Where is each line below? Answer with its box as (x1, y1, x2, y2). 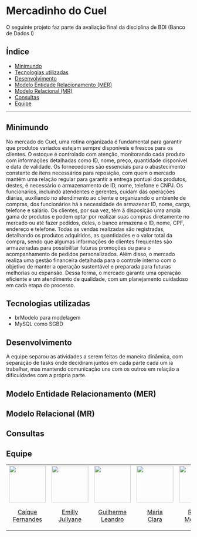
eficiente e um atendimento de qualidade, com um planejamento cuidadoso (6, 275, 189, 283)
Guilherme (98, 508, 127, 516)
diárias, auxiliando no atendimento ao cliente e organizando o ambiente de (6, 194, 186, 201)
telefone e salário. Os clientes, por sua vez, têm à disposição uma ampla (6, 207, 181, 214)
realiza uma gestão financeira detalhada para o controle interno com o (6, 257, 176, 264)
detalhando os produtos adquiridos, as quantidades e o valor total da (6, 231, 173, 239)
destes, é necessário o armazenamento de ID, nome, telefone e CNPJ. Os (6, 182, 184, 189)
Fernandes (12, 515, 42, 523)
